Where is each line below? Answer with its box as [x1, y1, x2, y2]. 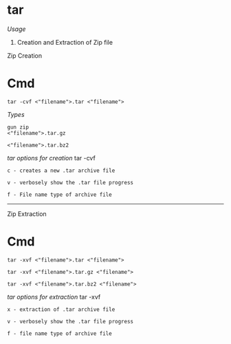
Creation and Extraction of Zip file [16, 38, 113, 46]
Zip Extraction [7, 209, 47, 218]
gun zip [7, 123, 30, 131]
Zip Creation [7, 51, 43, 60]
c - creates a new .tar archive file [7, 167, 115, 174]
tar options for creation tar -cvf [7, 153, 96, 162]
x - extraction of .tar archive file [7, 305, 115, 313]
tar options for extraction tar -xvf [7, 292, 101, 301]
